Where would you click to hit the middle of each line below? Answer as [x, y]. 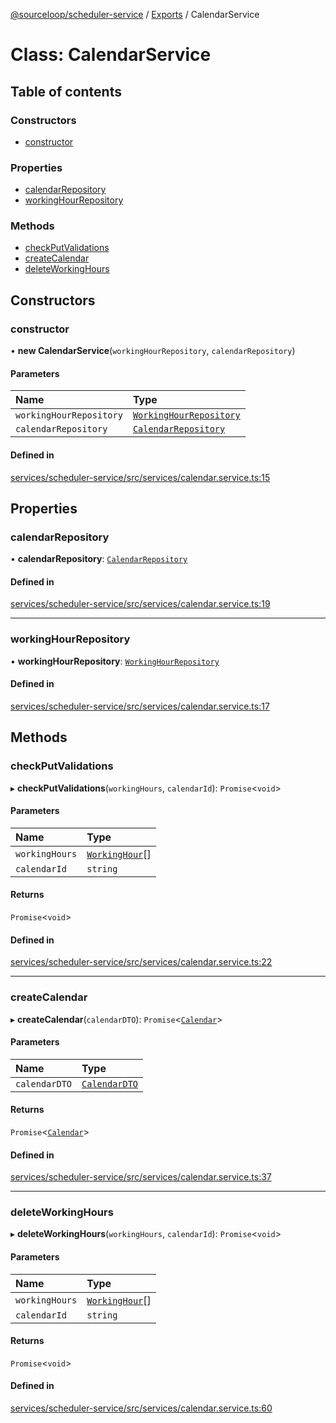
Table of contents [66, 91]
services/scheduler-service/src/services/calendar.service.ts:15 [140, 477]
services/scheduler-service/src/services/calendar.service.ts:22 [141, 962]
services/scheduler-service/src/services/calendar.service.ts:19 [140, 604]
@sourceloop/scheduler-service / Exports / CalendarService [135, 14]
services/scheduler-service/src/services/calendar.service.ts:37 [141, 1177]
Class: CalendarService [111, 55]
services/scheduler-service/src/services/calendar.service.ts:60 [141, 1408]
